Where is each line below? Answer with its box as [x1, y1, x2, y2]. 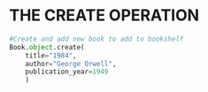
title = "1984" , [25, 50, 77, 60]
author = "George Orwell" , [25, 59, 117, 68]
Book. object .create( [9, 42, 86, 51]
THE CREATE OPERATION [9, 5, 200, 26]
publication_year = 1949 [25, 67, 109, 76]
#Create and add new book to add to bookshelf [9, 34, 184, 43]
